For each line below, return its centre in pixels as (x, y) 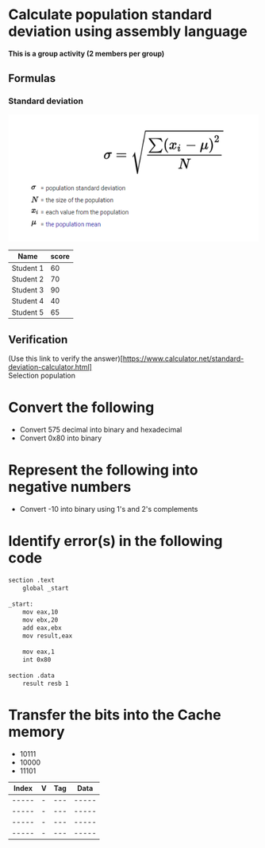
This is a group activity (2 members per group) (86, 53)
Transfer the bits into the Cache (115, 715)
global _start (46, 588)
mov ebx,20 (40, 620)
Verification (38, 339)
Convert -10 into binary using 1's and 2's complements (109, 509)
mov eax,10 (40, 612)
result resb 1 (46, 683)
